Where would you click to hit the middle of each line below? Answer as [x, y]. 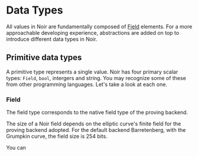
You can [16, 148]
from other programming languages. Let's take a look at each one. [87, 84]
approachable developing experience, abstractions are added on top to [92, 32]
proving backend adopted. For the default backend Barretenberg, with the [96, 130]
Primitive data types [44, 57]
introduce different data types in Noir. [52, 39]
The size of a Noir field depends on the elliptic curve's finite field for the [94, 124]
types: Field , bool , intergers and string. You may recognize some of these [96, 78]
